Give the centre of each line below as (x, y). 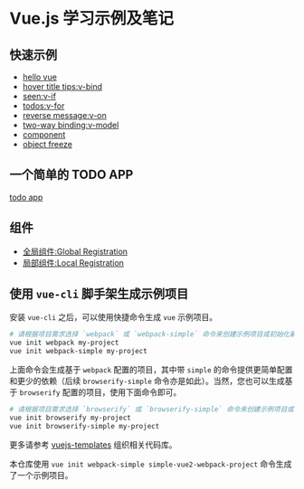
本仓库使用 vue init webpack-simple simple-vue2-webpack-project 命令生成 (151, 464)
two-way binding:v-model (71, 125)
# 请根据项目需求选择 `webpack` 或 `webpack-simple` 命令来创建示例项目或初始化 (150, 334)
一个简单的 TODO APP (71, 175)
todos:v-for (43, 106)
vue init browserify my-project (70, 418)
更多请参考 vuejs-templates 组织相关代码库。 (94, 445)
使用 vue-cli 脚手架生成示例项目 (99, 294)
